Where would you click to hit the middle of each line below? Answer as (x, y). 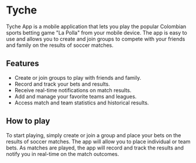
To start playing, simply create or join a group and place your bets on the (94, 135)
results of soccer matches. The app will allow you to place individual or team (98, 141)
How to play (28, 121)
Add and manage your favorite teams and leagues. (75, 96)
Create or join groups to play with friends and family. (78, 77)
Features (23, 64)
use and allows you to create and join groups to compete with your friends (96, 39)
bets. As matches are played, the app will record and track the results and (95, 148)
